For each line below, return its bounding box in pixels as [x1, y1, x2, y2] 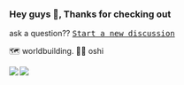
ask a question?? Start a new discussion [9, 28, 175, 39]
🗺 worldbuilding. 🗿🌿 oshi [9, 46, 104, 57]
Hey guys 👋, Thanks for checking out [9, 8, 172, 20]
